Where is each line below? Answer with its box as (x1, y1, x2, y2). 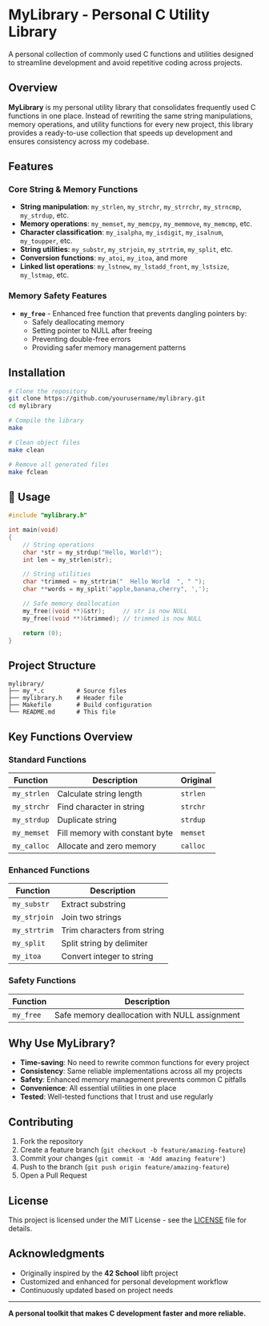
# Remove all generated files (8, 460, 110, 469)
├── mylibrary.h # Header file (8, 694, 124, 702)
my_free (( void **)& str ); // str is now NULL (22, 607, 188, 615)
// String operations (22, 540, 94, 549)
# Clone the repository (8, 387, 88, 395)
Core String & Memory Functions (8, 184, 139, 195)
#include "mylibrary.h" (8, 511, 88, 519)
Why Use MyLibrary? (8, 1036, 116, 1050)
